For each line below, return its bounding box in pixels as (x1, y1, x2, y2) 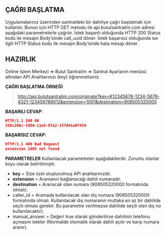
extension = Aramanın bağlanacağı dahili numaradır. (12, 176, 122, 182)
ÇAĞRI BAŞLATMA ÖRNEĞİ (5, 83, 63, 89)
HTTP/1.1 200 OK (5, 118, 39, 123)
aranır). (12, 224, 28, 230)
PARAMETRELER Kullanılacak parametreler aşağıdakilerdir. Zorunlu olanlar (5, 155, 159, 162)
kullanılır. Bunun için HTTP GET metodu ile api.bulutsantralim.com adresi (5, 24, 155, 30)
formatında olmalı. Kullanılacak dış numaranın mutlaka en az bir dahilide (12, 198, 161, 204)
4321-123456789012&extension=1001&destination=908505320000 (17, 98, 157, 104)
